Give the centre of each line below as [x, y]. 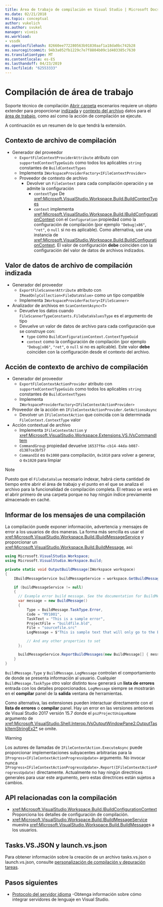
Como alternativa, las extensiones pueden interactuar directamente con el [79, 703]
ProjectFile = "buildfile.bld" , [59, 623]
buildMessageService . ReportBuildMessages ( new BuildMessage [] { [83, 654]
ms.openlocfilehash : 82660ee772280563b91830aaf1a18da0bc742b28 [70, 46]
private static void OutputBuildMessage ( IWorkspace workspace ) [70, 569]
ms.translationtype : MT [29, 55]
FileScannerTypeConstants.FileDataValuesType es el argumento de [86, 315]
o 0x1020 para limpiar [40, 460]
